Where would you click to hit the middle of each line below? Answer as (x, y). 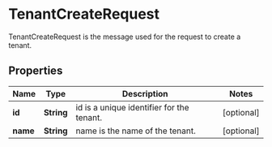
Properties (36, 71)
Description (145, 93)
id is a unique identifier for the (132, 107)
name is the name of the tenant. (136, 131)
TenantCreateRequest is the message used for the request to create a (125, 37)
